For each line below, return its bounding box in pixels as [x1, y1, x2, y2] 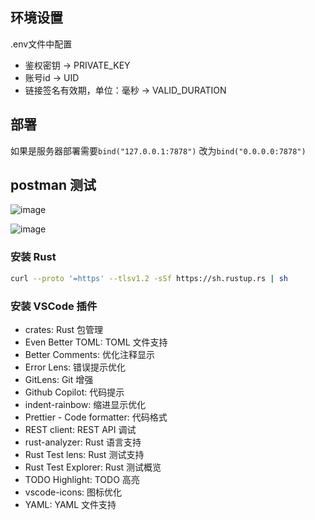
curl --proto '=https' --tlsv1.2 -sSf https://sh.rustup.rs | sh [10, 273, 288, 283]
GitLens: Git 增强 [24, 373, 94, 385]
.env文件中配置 [10, 38, 73, 50]
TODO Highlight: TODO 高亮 [24, 473, 140, 485]
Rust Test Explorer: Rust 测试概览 [24, 461, 162, 473]
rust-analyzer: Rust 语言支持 [24, 436, 142, 448]
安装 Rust [10, 250, 57, 264]
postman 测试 [10, 177, 97, 194]
